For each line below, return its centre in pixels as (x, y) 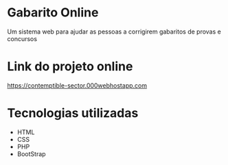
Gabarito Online (53, 13)
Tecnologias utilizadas (73, 113)
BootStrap (31, 154)
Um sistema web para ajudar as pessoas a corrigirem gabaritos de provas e (114, 31)
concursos (22, 38)
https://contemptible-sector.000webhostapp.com (77, 85)
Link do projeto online (70, 67)
